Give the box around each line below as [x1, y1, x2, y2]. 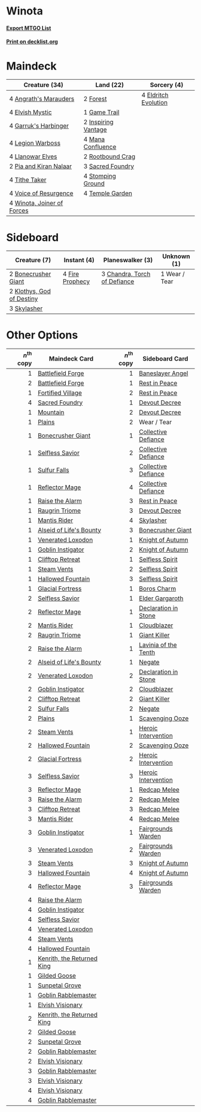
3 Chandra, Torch [101, 270, 151, 278]
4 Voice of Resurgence [9, 189, 74, 197]
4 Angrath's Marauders [9, 95, 75, 103]
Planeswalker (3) [103, 256, 153, 265]
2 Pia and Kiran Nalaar [9, 162, 72, 170]
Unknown [162, 252, 190, 260]
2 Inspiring [83, 118, 114, 127]
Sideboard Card [142, 354, 188, 362]
